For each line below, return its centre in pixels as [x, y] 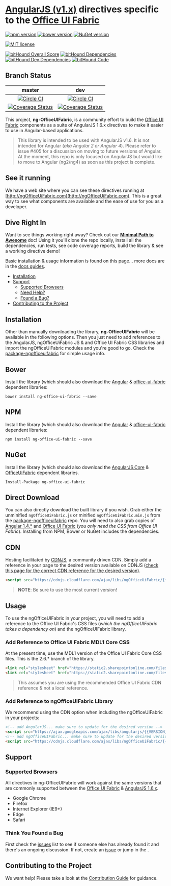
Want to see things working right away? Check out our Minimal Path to [80, 235]
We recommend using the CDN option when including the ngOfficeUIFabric [84, 712]
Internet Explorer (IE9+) [37, 809]
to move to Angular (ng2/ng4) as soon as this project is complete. [87, 162]
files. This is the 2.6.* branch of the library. [50, 659]
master [30, 90]
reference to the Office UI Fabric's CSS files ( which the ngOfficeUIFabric [81, 623]
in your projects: [22, 718]
